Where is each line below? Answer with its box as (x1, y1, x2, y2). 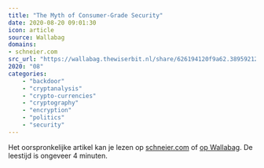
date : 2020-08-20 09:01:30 (8, 19, 97, 27)
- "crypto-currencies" (22, 92, 97, 100)
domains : (8, 41, 37, 49)
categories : (8, 70, 47, 78)
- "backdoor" (22, 77, 65, 85)
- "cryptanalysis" (22, 84, 82, 93)
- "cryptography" (22, 99, 79, 107)
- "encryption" (22, 107, 72, 115)
